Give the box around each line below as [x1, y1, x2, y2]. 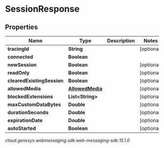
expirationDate [7, 117, 43, 124]
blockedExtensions [7, 93, 53, 100]
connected [7, 54, 33, 60]
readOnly [7, 69, 30, 76]
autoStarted [7, 125, 36, 131]
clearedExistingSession [7, 77, 64, 84]
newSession [7, 62, 37, 68]
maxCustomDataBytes [7, 101, 61, 108]
